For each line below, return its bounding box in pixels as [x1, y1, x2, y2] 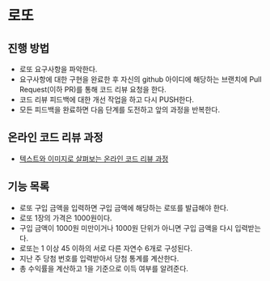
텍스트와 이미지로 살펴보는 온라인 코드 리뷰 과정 [19, 154, 169, 164]
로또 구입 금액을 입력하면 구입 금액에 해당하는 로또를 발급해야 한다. [19, 202, 229, 212]
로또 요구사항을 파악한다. [19, 65, 98, 74]
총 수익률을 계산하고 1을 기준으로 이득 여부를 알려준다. [19, 263, 189, 273]
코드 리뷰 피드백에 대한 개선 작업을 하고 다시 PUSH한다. [19, 95, 195, 104]
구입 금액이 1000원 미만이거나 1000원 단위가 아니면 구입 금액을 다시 [19, 223, 234, 232]
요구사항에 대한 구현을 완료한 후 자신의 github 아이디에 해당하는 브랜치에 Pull [19, 75, 262, 84]
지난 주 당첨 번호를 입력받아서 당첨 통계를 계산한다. [19, 253, 179, 263]
